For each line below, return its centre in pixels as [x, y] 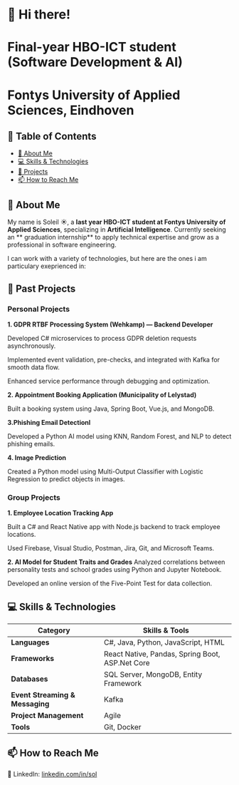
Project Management [47, 715]
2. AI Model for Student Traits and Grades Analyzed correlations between [116, 562]
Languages [30, 642]
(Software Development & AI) [95, 62]
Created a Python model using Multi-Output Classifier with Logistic [106, 471]
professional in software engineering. [62, 245]
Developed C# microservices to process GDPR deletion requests [102, 338]
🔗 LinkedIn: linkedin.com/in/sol [52, 774]
